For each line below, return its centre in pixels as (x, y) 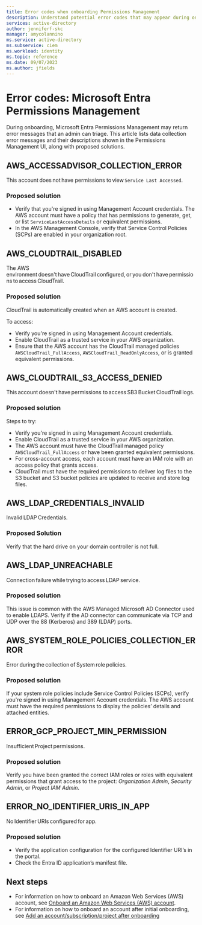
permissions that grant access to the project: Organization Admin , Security (99, 781)
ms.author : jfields (31, 68)
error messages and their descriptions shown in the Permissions (86, 140)
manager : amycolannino (35, 34)
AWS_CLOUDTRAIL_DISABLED (64, 253)
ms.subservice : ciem (32, 46)
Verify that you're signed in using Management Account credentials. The (105, 209)
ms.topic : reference (32, 57)
